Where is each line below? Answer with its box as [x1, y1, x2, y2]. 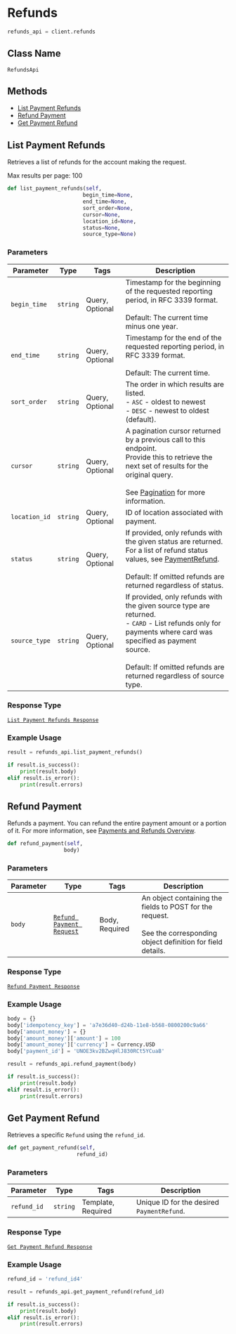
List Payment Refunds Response [7, 717, 99, 724]
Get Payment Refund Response [7, 1243, 93, 1250]
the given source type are [125, 601, 211, 610]
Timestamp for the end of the [125, 332, 223, 342]
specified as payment [125, 636, 197, 646]
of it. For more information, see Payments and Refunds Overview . [7, 827, 197, 835]
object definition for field [141, 937, 223, 947]
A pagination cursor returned [125, 426, 221, 436]
